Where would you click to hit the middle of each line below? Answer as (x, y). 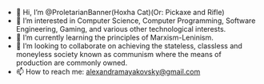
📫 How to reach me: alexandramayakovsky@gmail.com (108, 72)
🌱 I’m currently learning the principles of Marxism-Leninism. (114, 37)
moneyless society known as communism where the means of (118, 54)
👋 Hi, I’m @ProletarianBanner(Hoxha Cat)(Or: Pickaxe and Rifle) (120, 12)
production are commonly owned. (72, 63)
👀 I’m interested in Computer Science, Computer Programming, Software (136, 21)
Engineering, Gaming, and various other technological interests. (121, 29)
